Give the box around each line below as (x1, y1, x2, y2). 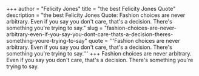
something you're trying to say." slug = (6, 24, 103, 31)
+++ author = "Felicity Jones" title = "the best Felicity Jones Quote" (6, 5, 176, 12)
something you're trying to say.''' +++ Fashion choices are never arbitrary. (6, 50, 192, 57)
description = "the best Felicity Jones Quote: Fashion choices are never (6, 11, 186, 19)
